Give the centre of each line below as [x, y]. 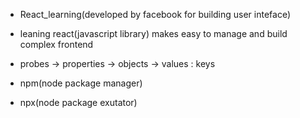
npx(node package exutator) [78, 102]
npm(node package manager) [81, 83]
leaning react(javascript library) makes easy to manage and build [153, 33]
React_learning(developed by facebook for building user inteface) [155, 14]
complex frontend [56, 44]
